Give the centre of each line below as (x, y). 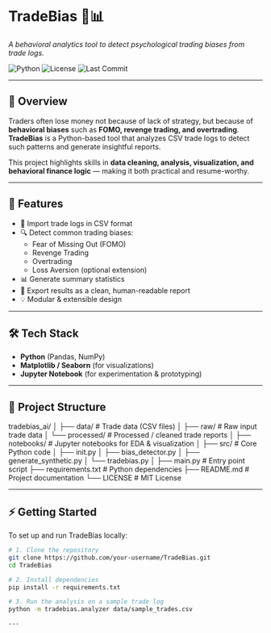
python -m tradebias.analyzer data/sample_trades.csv (101, 610)
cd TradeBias (30, 565)
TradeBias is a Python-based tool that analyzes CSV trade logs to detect (129, 138)
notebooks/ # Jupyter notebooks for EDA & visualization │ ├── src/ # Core (133, 444)
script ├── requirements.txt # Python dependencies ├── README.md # (129, 469)
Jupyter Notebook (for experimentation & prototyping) (111, 374)
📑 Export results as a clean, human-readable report (105, 290)
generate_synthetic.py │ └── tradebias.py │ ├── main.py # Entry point (127, 461)
